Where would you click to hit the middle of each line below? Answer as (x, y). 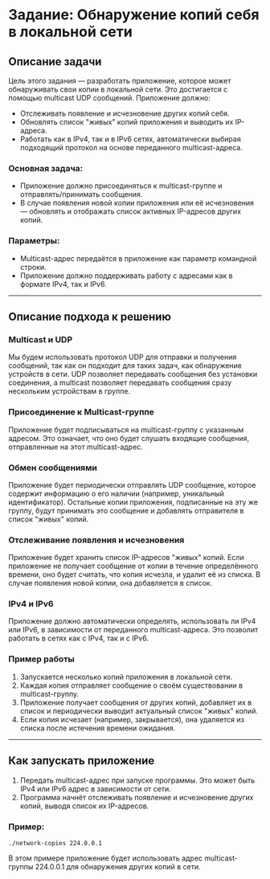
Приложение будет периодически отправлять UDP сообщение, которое (132, 484)
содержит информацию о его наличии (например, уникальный (117, 493)
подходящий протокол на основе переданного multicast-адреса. (131, 147)
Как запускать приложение (82, 761)
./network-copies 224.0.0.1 (55, 843)
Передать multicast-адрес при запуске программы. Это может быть (137, 780)
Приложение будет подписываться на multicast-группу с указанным (126, 429)
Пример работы (41, 659)
